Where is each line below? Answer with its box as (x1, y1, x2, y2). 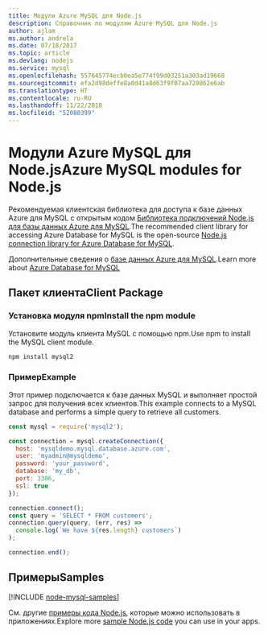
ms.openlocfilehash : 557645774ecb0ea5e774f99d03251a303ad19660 (8, 72, 225, 80)
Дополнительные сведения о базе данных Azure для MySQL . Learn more (8, 254, 257, 264)
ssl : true (15, 482, 48, 490)
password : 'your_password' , (15, 459, 110, 467)
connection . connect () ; (8, 504, 85, 512)
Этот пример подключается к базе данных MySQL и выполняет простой (8, 389, 258, 399)
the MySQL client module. (8, 337, 94, 347)
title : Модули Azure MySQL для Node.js (8, 11, 142, 20)
